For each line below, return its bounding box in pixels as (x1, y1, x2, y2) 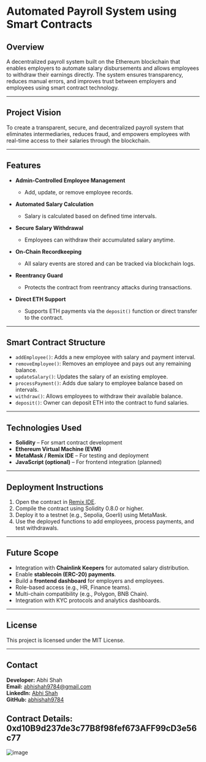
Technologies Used (6, 422, 82, 433)
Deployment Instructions (6, 482, 104, 492)
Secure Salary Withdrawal (15, 224, 84, 231)
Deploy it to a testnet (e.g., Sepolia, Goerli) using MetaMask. (15, 511, 167, 519)
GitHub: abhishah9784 (6, 696, 64, 703)
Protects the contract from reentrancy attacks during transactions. (24, 283, 192, 291)
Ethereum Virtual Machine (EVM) (15, 446, 102, 453)
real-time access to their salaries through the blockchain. (6, 137, 151, 144)
